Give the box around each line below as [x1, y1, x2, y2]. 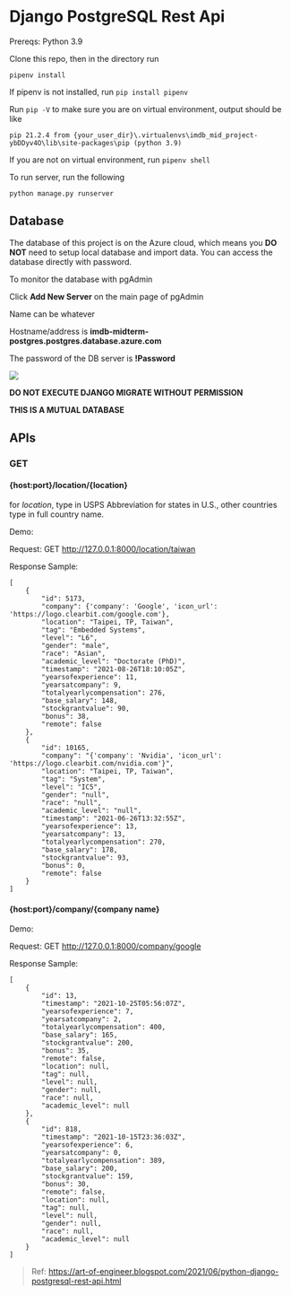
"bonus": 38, [41, 712, 90, 722]
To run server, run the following [9, 171, 125, 182]
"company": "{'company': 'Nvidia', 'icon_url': [41, 751, 222, 760]
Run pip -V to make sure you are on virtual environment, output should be [9, 103, 282, 114]
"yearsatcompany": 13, [41, 830, 126, 839]
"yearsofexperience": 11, [41, 673, 139, 682]
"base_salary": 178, [41, 845, 118, 854]
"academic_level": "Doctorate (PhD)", [41, 657, 186, 666]
